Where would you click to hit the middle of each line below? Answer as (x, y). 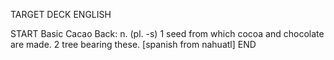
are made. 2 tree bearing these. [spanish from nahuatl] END (133, 44)
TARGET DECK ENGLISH (61, 14)
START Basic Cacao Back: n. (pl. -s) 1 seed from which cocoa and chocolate (167, 33)
